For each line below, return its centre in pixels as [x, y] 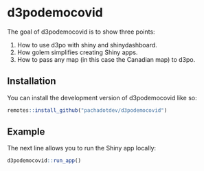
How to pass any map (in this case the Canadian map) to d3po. [106, 59]
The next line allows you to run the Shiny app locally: [82, 148]
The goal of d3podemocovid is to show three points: [81, 32]
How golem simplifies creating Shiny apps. [77, 52]
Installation [32, 81]
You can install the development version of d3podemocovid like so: [102, 98]
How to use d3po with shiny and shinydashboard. [87, 45]
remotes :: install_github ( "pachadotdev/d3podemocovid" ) [87, 110]
